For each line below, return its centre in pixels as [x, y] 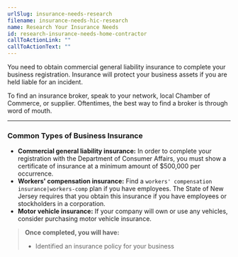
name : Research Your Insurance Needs [63, 27]
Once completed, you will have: [72, 233]
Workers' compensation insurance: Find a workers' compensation [115, 181]
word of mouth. [30, 111]
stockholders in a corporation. [62, 204]
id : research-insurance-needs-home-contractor [77, 34]
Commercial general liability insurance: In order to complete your [114, 151]
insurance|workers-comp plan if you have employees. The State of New [121, 189]
